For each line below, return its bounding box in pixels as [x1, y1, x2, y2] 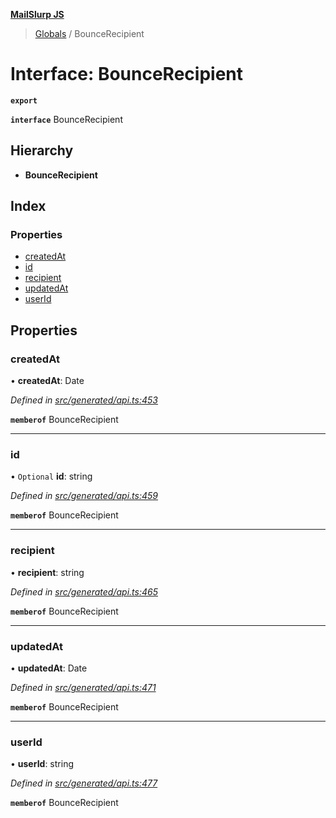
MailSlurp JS [10, 9, 65, 20]
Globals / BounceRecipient [34, 28, 145, 39]
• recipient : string [10, 566, 85, 578]
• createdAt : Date [10, 375, 85, 387]
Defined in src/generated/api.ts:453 [10, 394, 158, 406]
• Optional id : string [10, 470, 93, 483]
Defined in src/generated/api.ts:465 [10, 585, 158, 598]
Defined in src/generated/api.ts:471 [10, 682, 157, 694]
